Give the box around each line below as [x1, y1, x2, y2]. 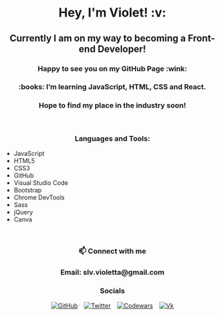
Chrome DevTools [13, 193, 65, 201]
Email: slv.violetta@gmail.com [60, 267, 165, 277]
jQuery [13, 208, 33, 217]
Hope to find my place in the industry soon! [39, 101, 186, 110]
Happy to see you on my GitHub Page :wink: [37, 63, 188, 73]
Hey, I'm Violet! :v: [58, 5, 167, 21]
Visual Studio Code [13, 179, 69, 187]
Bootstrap [13, 186, 42, 195]
